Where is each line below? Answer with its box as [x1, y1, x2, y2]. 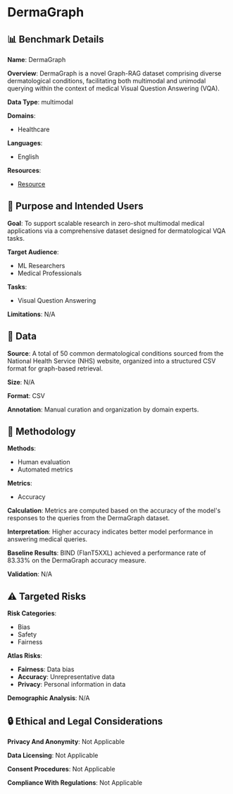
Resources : [7, 167, 42, 174]
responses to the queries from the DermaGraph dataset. [7, 514, 170, 522]
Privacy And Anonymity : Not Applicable [7, 738, 125, 746]
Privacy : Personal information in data [17, 680, 126, 689]
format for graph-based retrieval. [7, 364, 103, 373]
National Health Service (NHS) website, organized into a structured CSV [7, 356, 216, 365]
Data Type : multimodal [7, 98, 74, 106]
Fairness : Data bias [17, 665, 75, 674]
